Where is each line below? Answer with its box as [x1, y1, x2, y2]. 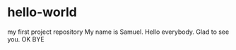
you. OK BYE [7, 35, 45, 43]
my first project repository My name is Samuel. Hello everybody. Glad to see [7, 27, 230, 36]
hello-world [7, 4, 78, 20]
